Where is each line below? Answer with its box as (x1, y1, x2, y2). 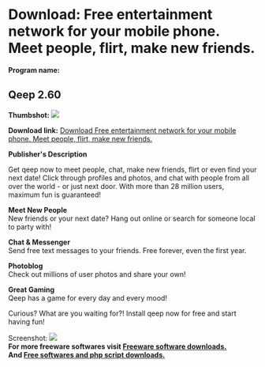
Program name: (8, 65, 61, 74)
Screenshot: (8, 333, 48, 342)
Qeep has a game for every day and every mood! (8, 293, 168, 302)
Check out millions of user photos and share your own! (8, 269, 186, 278)
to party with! (8, 221, 52, 231)
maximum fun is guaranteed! (8, 190, 101, 199)
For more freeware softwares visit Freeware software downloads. (8, 342, 227, 351)
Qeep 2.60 (8, 89, 62, 102)
